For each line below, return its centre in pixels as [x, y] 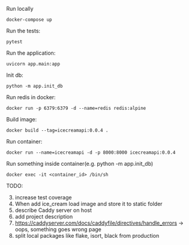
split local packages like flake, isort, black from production [87, 236]
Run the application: [31, 53]
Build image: [22, 119]
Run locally [20, 9]
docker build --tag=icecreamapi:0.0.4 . [58, 130]
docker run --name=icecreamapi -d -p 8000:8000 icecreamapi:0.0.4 [91, 153]
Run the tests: [23, 31]
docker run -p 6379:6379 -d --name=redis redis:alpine [76, 108]
